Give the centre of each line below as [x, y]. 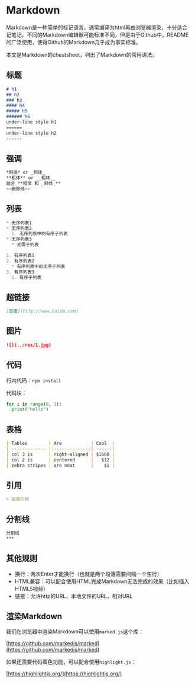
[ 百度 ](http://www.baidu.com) [42, 311]
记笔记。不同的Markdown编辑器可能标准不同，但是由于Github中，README [97, 35]
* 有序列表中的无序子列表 [38, 266]
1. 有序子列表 [27, 277]
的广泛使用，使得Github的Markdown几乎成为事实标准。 [74, 42]
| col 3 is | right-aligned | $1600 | [61, 454]
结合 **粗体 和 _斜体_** [33, 184]
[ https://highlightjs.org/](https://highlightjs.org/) [64, 674]
